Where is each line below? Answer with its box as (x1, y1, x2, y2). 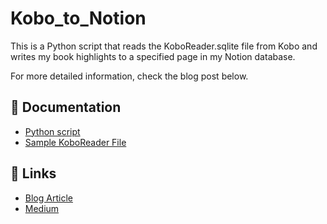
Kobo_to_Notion (10, 7, 147, 30)
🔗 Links (10, 165, 57, 182)
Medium (24, 202, 60, 214)
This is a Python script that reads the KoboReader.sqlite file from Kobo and (10, 40, 318, 52)
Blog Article (24, 192, 73, 204)
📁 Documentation (10, 99, 122, 116)
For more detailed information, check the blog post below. (10, 70, 249, 82)
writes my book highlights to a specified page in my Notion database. (10, 50, 296, 62)
